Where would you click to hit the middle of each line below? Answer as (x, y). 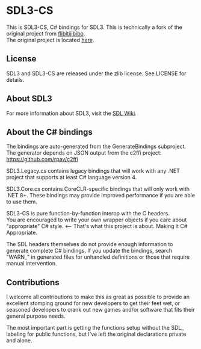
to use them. (22, 202)
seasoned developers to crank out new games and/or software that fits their (100, 310)
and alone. (19, 341)
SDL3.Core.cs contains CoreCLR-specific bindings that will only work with (98, 189)
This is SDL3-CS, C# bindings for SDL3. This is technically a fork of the (94, 27)
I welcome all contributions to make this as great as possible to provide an (98, 297)
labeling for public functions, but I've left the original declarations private (96, 334)
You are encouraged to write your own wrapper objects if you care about (97, 220)
